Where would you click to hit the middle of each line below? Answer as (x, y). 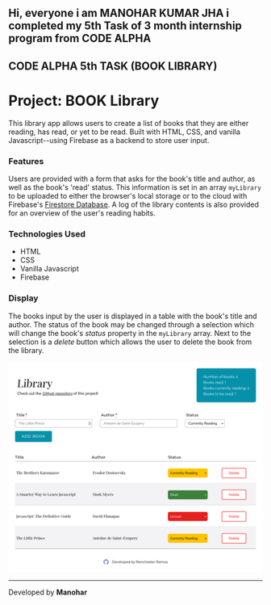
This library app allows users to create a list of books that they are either (129, 123)
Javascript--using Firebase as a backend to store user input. (109, 140)
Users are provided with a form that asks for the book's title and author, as (132, 179)
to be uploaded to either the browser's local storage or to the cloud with (128, 196)
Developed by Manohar (48, 592)
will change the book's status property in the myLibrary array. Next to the (130, 333)
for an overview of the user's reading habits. (82, 213)
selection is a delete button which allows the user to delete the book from (130, 342)
